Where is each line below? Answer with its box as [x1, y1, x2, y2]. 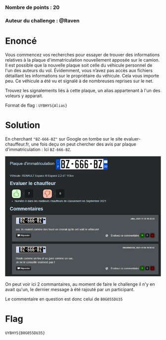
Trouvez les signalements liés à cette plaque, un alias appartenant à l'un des [5, 87, 161, 93]
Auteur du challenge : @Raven [5, 17, 80, 24]
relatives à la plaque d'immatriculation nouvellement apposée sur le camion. [5, 57, 160, 63]
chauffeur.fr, [5, 141, 31, 147]
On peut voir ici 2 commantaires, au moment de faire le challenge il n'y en [5, 281, 155, 287]
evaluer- [123, 136, 141, 142]
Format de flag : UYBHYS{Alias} [5, 102, 68, 108]
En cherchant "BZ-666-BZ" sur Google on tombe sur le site [5, 136, 123, 142]
